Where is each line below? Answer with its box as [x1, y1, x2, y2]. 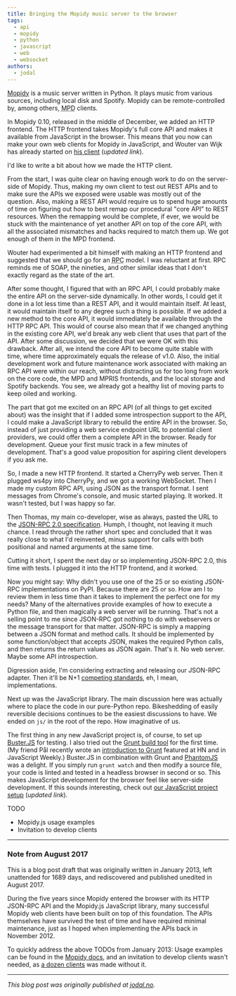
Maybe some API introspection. [7, 652, 98, 660]
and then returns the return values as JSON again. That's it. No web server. [7, 644, 225, 653]
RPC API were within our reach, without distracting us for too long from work [7, 367, 229, 375]
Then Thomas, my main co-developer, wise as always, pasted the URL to [7, 512, 218, 521]
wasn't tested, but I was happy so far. [7, 498, 116, 508]
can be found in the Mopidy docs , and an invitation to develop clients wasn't [7, 952, 228, 961]
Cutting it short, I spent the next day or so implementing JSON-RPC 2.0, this [7, 556, 227, 565]
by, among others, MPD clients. [7, 104, 98, 112]
